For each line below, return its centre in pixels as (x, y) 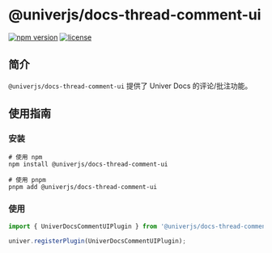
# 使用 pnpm (27, 180)
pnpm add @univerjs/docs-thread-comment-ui (83, 188)
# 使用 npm (25, 158)
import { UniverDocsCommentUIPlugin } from (83, 226)
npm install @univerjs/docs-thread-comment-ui (88, 164)
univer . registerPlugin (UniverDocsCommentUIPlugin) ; (97, 241)
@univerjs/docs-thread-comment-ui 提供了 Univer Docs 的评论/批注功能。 (130, 86)
